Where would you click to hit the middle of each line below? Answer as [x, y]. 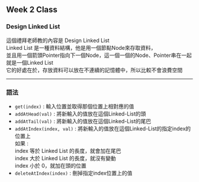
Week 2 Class [32, 10]
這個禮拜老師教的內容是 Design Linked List [58, 40]
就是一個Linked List [30, 62]
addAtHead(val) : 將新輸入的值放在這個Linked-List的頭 [80, 114]
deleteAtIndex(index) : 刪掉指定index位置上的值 [73, 173]
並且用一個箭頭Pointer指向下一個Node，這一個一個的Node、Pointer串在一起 [99, 55]
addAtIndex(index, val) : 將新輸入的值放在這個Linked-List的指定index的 [103, 128]
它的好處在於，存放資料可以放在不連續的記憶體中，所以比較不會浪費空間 [94, 70]
